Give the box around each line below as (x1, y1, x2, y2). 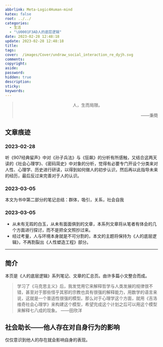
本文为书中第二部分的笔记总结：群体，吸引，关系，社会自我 (5, 197, 124, 203)
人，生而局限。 (72, 102, 103, 108)
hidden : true (5, 75, 32, 80)
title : (5, 43, 18, 48)
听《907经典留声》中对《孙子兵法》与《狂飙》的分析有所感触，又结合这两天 (5, 155, 158, 161)
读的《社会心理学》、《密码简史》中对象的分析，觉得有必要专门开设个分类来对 (5, 161, 158, 166)
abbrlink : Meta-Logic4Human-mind (5, 7, 73, 12)
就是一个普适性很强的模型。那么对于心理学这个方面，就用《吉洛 (30, 296, 158, 301)
